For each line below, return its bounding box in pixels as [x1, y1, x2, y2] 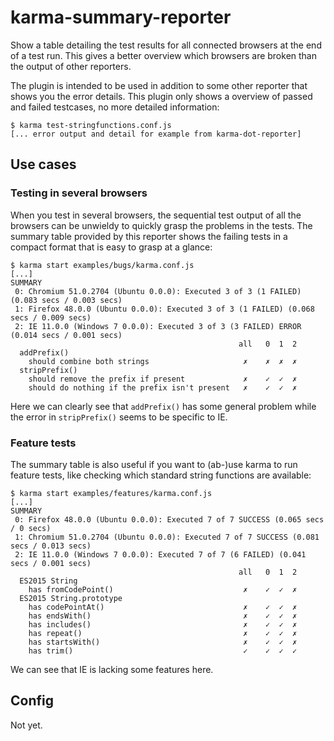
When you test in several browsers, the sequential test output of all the [10, 209, 302, 221]
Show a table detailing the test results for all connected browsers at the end [10, 39, 322, 51]
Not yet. [10, 719, 43, 731]
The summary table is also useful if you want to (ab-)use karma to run [10, 458, 298, 470]
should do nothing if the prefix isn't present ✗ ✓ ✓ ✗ [28, 382, 298, 393]
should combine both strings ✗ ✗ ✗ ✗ [28, 356, 298, 366]
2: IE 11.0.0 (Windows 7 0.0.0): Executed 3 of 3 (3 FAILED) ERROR [14, 321, 302, 331]
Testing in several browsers [10, 186, 148, 200]
